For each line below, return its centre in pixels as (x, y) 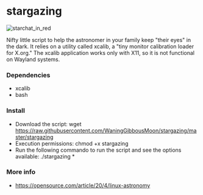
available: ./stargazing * (45, 156)
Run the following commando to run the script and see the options (98, 150)
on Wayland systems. (33, 59)
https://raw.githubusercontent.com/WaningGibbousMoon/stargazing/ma (106, 130)
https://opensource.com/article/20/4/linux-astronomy (83, 185)
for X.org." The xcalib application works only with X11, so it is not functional (101, 52)
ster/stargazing (34, 137)
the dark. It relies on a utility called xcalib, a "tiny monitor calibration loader (100, 46)
